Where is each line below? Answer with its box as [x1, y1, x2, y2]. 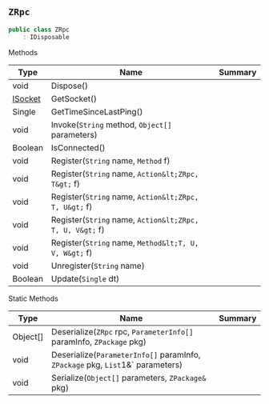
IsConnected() [50, 142, 106, 153]
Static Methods [8, 294, 58, 303]
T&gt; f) [50, 178, 80, 189]
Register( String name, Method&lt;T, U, [50, 237, 199, 248]
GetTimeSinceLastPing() [50, 106, 143, 117]
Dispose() [50, 80, 88, 91]
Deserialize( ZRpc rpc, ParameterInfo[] [51, 326, 194, 337]
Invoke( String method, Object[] [50, 119, 172, 130]
